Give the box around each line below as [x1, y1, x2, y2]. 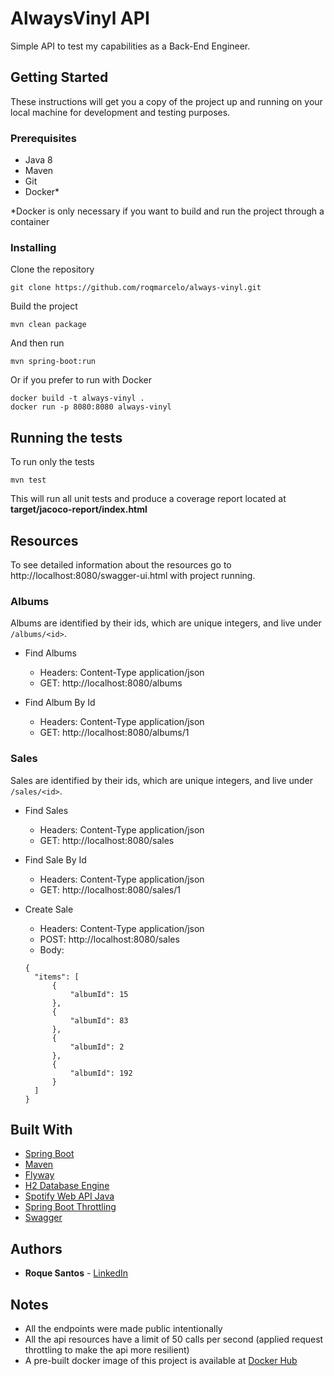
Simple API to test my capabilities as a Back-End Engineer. [10, 40, 251, 52]
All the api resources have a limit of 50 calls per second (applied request [24, 1333, 324, 1345]
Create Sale [24, 903, 74, 915]
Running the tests [10, 429, 123, 446]
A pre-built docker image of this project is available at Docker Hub [24, 1355, 298, 1366]
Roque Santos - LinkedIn [24, 1267, 129, 1279]
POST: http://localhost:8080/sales [39, 933, 180, 945]
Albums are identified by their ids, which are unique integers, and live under [10, 617, 322, 629]
